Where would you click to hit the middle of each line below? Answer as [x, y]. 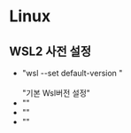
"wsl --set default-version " [72, 73]
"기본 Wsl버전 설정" [56, 93]
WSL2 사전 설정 [50, 51]
